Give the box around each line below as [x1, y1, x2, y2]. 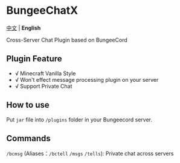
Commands [6, 133, 51, 143]
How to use [6, 100, 50, 110]
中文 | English [6, 24, 41, 31]
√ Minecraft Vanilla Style [14, 70, 76, 77]
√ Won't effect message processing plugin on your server [14, 76, 159, 83]
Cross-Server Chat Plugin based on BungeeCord [6, 36, 128, 43]
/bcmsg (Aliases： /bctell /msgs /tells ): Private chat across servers [6, 150, 174, 157]
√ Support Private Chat [14, 82, 72, 90]
